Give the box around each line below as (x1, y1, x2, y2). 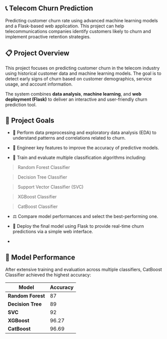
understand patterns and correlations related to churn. (12, 135, 126, 141)
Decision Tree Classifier (17, 174, 68, 180)
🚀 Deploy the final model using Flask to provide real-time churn (12, 223, 144, 229)
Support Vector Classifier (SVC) (17, 184, 84, 190)
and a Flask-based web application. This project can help (5, 23, 125, 29)
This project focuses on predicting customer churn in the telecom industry (5, 65, 160, 71)
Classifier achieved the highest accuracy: (5, 272, 91, 278)
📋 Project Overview (5, 49, 70, 58)
